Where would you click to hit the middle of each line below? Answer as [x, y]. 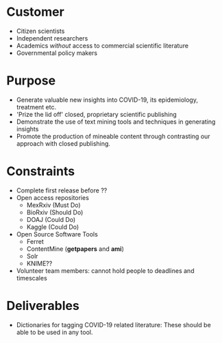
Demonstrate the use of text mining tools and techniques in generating [116, 122]
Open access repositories [53, 197]
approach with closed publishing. [63, 143]
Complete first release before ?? [62, 190]
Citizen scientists [40, 31]
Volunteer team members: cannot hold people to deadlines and [105, 270]
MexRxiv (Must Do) [53, 205]
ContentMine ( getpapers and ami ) [75, 249]
